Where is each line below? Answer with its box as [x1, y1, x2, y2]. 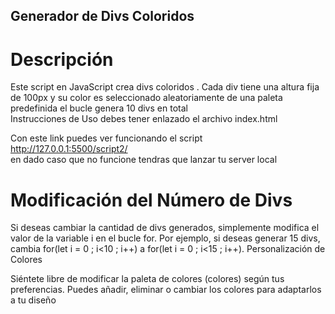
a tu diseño [10, 294, 57, 306]
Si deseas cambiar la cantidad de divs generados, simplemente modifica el [10, 222, 320, 234]
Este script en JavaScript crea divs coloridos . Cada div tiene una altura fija [10, 81, 320, 93]
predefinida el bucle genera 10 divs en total [10, 102, 188, 114]
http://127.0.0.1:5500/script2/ [10, 143, 128, 155]
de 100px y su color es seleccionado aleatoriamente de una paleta [10, 92, 283, 104]
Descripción [10, 48, 114, 71]
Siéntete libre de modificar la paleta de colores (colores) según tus [10, 273, 285, 285]
